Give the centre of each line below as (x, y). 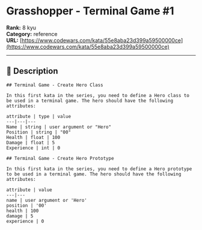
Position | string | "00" (38, 132)
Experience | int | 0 (33, 148)
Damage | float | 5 (31, 143)
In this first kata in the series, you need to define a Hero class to (98, 95)
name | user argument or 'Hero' (47, 200)
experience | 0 (25, 221)
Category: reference (32, 34)
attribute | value (29, 190)
